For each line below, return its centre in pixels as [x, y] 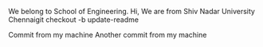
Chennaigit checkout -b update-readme [74, 20]
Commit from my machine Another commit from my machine [108, 35]
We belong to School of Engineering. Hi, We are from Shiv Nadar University [131, 11]
